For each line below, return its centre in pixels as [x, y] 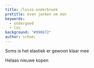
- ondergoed [22, 23]
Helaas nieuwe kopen [27, 60]
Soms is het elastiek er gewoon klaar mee [47, 51]
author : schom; [21, 37]
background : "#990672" [28, 32]
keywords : [15, 19]
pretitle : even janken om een [36, 14]
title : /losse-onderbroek [31, 10]
